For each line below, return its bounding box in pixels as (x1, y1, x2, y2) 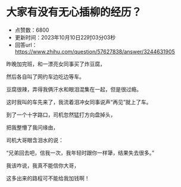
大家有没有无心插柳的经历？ (6, 5, 142, 19)
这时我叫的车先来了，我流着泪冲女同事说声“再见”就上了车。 (6, 98, 152, 105)
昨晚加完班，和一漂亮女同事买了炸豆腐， (6, 60, 105, 68)
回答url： (14, 41, 38, 48)
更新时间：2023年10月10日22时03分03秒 (14, 33, 116, 41)
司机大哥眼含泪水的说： (6, 136, 64, 143)
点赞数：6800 (14, 26, 49, 33)
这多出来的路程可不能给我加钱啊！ (6, 174, 90, 182)
